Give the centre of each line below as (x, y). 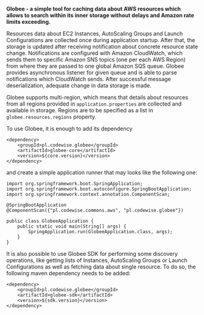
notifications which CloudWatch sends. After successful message (89, 79)
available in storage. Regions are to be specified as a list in (80, 110)
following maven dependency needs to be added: (69, 273)
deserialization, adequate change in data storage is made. (79, 85)
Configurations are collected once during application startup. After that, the (101, 40)
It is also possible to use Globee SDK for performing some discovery (92, 254)
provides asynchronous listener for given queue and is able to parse (92, 72)
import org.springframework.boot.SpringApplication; (75, 184)
